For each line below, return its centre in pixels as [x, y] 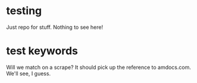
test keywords [42, 51]
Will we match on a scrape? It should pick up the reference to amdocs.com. [99, 67]
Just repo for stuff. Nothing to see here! [54, 27]
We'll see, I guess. [29, 73]
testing [24, 11]
